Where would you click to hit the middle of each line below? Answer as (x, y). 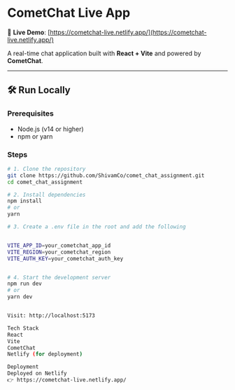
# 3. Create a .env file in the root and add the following (97, 227)
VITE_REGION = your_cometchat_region (59, 252)
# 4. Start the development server (59, 277)
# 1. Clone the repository (47, 169)
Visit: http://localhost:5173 (51, 316)
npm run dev (24, 284)
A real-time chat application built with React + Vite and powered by (104, 53)
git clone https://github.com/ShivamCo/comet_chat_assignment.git (106, 175)
